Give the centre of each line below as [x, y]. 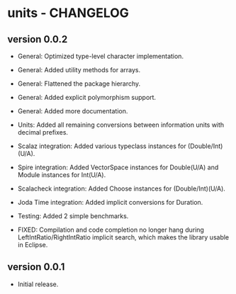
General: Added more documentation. [73, 111]
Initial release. [38, 284]
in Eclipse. [33, 245]
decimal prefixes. [43, 132]
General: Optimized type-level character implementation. [101, 56]
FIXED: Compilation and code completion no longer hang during [111, 230]
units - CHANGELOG [68, 13]
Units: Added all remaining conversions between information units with [121, 125]
